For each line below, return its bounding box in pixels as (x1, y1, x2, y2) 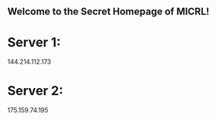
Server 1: (7, 34, 61, 50)
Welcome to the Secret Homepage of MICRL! (7, 6, 210, 18)
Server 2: (7, 82, 63, 99)
